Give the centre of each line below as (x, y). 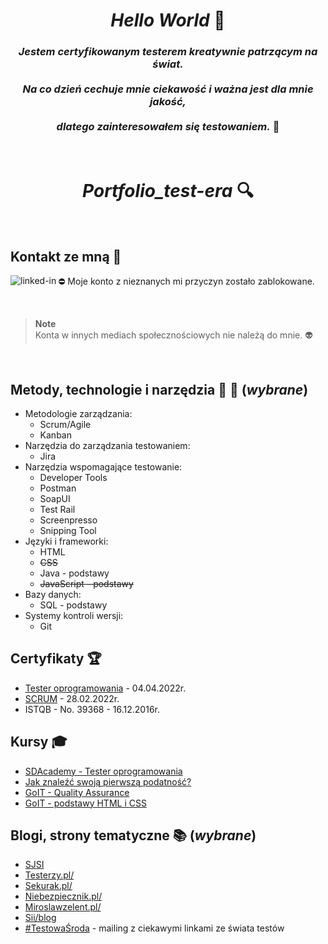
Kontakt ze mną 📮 (66, 256)
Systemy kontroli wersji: (74, 616)
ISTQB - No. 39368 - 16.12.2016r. (92, 709)
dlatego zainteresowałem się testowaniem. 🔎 (168, 127)
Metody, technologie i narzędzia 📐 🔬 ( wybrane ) (159, 389)
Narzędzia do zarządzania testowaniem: (107, 446)
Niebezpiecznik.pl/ (63, 896)
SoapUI (55, 499)
